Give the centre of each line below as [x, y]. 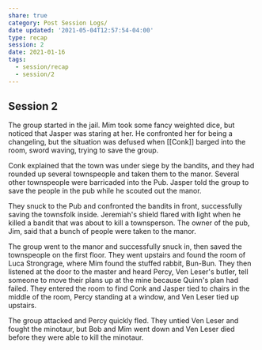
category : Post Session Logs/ [58, 23]
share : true [28, 15]
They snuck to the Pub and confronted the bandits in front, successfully [125, 206]
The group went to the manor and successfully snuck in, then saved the [125, 247]
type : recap [28, 38]
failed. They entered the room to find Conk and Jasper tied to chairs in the [129, 288]
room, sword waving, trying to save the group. [84, 150]
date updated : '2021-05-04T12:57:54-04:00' [81, 30]
